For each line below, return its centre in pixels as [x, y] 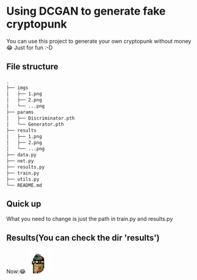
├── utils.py [23, 179]
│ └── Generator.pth [35, 124]
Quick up [24, 204]
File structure [32, 67]
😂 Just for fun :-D [30, 48]
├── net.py [20, 161]
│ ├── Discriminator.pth [41, 118]
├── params [20, 112]
